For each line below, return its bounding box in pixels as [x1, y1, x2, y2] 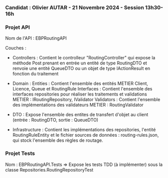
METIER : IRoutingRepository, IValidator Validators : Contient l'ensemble [12, 97, 160, 103]
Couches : [5, 45, 27, 51]
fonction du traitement [12, 71, 59, 77]
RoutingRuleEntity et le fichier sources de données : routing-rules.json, [12, 132, 159, 138]
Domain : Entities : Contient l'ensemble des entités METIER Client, [12, 80, 148, 86]
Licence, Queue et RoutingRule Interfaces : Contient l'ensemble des [12, 86, 152, 92]
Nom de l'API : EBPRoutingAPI [5, 35, 67, 41]
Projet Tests [5, 150, 35, 157]
